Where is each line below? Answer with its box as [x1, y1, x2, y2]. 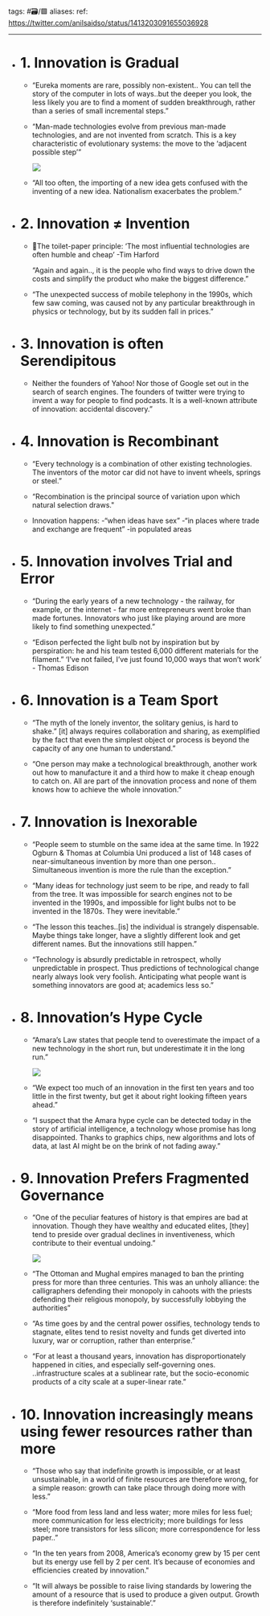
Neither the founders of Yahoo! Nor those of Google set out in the [31, 378, 249, 388]
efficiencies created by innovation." [31, 1565, 149, 1575]
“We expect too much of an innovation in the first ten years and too [31, 1083, 255, 1092]
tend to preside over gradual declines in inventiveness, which [31, 1230, 235, 1240]
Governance [19, 1186, 104, 1204]
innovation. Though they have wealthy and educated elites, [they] [31, 1221, 249, 1231]
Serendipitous [19, 352, 117, 370]
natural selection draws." [31, 500, 115, 509]
